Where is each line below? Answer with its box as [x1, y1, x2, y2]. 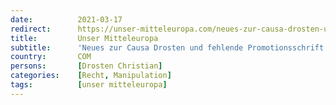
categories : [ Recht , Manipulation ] [10, 71, 172, 81]
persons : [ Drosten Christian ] [10, 61, 163, 71]
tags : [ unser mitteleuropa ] [10, 80, 168, 90]
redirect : [10, 24, 52, 34]
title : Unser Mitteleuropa [10, 33, 159, 43]
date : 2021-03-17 [10, 14, 123, 25]
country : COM [10, 52, 92, 62]
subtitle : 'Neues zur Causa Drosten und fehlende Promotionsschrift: [10, 42, 329, 53]
